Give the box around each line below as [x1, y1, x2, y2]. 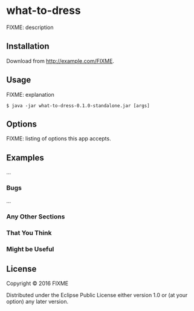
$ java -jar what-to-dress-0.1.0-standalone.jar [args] [6, 102, 150, 109]
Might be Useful [6, 245, 54, 254]
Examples [6, 152, 44, 163]
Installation [6, 41, 50, 51]
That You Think [6, 229, 52, 237]
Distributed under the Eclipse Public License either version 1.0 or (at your [6, 292, 188, 299]
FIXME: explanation [6, 91, 54, 98]
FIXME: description [6, 24, 54, 31]
